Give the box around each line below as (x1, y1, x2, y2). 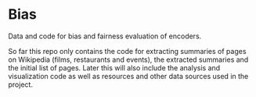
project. (8, 80, 34, 89)
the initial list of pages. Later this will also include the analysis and (8, 63, 221, 72)
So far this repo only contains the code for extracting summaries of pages (8, 46, 247, 56)
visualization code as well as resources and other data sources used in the (8, 71, 249, 81)
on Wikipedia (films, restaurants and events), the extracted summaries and (8, 55, 249, 64)
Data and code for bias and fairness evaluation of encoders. (8, 31, 202, 41)
